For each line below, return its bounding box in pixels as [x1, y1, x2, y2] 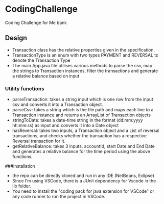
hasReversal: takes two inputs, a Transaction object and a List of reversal [12, 127, 160, 133]
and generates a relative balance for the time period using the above [12, 149, 151, 154]
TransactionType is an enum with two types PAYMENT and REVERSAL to [12, 52, 159, 58]
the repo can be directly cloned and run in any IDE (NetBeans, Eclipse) [12, 173, 155, 178]
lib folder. [12, 183, 31, 189]
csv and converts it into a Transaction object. [12, 102, 103, 107]
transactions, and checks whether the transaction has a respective [12, 133, 147, 139]
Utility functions [5, 85, 45, 92]
